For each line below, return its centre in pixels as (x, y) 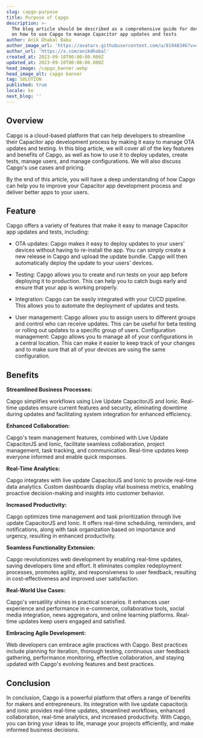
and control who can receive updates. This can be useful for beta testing (105, 324)
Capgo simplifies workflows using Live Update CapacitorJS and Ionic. (93, 401)
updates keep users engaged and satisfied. (72, 621)
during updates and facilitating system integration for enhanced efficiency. (99, 414)
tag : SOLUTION (24, 79)
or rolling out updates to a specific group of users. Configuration (95, 330)
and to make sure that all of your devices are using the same (90, 350)
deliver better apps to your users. (48, 192)
